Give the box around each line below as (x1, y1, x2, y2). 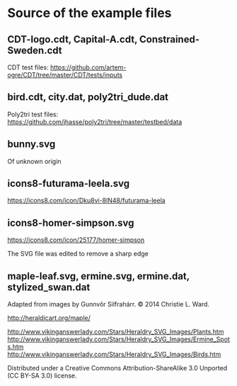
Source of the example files (7, 5, 172, 21)
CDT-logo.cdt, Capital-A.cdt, (7, 33, 138, 45)
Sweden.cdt (7, 44, 62, 56)
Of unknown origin (7, 157, 62, 165)
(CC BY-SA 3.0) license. (7, 371, 77, 380)
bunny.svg (7, 138, 56, 150)
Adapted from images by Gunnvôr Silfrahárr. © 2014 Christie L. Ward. (7, 300, 210, 309)
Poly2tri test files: (7, 110, 59, 118)
